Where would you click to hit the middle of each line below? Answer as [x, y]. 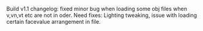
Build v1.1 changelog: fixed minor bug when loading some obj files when [97, 9]
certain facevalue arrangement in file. [54, 22]
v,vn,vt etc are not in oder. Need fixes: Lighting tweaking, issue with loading [102, 15]
